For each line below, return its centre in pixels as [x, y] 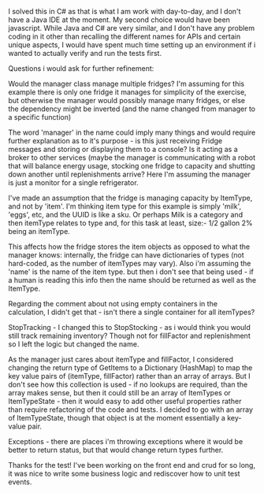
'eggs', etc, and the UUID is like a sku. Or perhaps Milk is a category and [125, 215]
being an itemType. [39, 231]
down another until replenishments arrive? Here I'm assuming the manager [129, 174]
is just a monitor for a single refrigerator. [74, 183]
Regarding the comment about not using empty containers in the [113, 304]
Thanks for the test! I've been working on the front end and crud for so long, [132, 465]
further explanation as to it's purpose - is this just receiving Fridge [115, 141]
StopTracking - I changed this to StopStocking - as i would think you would [129, 327]
